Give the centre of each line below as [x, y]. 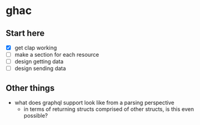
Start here [25, 33]
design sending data [40, 68]
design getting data [39, 62]
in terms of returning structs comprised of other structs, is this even [109, 109]
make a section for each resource [57, 55]
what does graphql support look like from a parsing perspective [94, 103]
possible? [36, 116]
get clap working [36, 48]
